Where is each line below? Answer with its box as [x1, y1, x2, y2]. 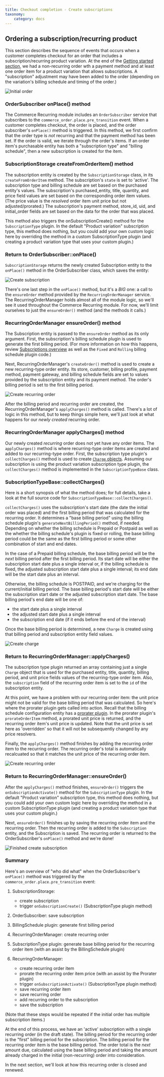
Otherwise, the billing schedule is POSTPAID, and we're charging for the [5, 581, 150, 587]
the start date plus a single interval [12, 606, 82, 612]
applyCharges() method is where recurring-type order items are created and [5, 445, 159, 451]
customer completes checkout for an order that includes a [5, 53, 122, 59]
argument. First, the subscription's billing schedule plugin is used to [5, 336, 142, 342]
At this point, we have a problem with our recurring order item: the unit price [5, 695, 159, 701]
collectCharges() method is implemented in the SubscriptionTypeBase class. [5, 466, 159, 472]
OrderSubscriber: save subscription [12, 912, 84, 918]
